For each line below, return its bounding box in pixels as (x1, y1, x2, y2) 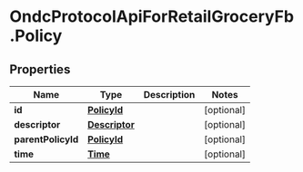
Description (143, 89, 196, 100)
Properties (9, 62, 71, 77)
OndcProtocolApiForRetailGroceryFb (9, 6, 294, 27)
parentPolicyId (14, 133, 79, 146)
